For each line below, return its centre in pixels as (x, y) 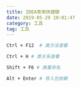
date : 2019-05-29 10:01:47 (41, 18)
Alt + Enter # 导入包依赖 (37, 78)
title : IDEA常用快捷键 (33, 12)
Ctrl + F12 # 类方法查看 (37, 46)
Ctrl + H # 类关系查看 (33, 57)
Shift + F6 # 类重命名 (33, 68)
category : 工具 (25, 23)
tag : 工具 (18, 29)
